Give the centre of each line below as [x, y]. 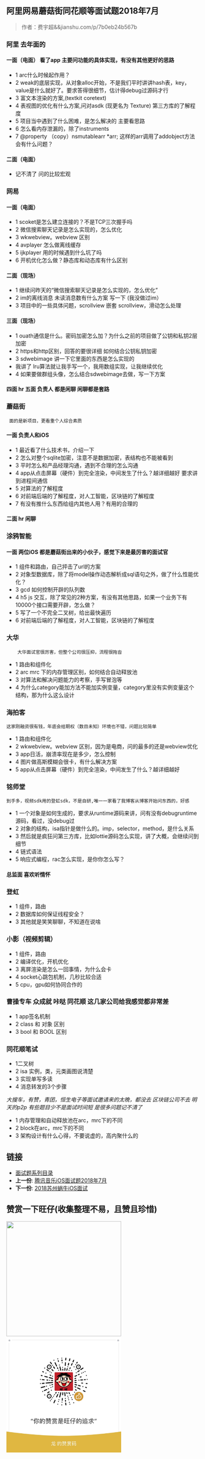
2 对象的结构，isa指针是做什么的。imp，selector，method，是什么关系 [105, 829]
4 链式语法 [28, 852]
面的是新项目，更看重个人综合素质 [46, 421]
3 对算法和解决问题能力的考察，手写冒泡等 [69, 679]
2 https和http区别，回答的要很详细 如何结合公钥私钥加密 [86, 351]
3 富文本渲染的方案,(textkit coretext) [61, 98]
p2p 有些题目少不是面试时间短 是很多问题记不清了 [80, 1107]
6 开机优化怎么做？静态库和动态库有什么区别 [71, 260]
